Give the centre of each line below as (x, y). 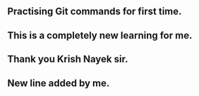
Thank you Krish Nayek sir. (68, 59)
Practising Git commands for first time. (95, 12)
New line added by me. (59, 83)
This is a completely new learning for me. (100, 35)
